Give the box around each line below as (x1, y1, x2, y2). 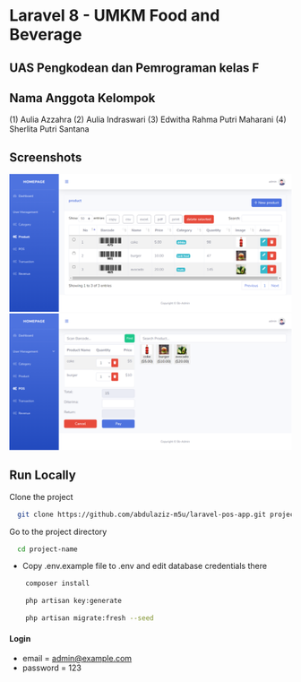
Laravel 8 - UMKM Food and (9, 5, 220, 26)
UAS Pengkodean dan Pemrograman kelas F (9, 60, 260, 75)
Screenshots (9, 150, 82, 165)
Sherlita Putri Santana (9, 124, 90, 134)
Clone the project (9, 491, 73, 502)
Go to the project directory (9, 526, 107, 537)
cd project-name (17, 544, 78, 554)
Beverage (9, 24, 82, 45)
